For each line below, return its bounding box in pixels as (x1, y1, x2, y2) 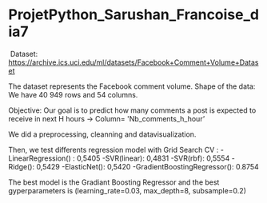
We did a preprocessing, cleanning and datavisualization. (8, 129, 197, 139)
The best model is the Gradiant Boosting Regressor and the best (8, 177, 220, 187)
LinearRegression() (8, 153, 72, 163)
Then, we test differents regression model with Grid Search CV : (8, 145, 219, 154)
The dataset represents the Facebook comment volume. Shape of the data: (8, 82, 256, 91)
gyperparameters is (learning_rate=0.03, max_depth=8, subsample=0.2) (8, 185, 246, 195)
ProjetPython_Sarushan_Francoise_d (8, 6, 260, 24)
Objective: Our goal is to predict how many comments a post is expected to (8, 105, 257, 115)
